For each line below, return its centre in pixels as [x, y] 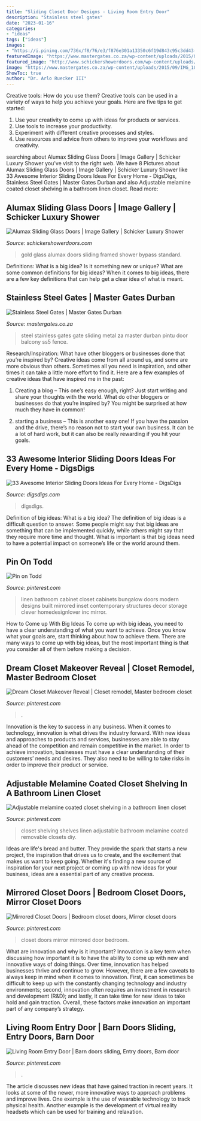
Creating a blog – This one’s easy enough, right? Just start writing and [101, 390]
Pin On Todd [29, 561]
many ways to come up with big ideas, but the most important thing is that [98, 643]
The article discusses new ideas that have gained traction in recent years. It [99, 1086]
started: [16, 108]
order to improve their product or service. [57, 765]
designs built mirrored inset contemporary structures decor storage [104, 606]
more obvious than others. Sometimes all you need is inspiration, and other [98, 366]
